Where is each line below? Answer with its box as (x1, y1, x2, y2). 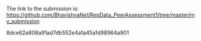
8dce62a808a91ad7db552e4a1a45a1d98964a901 (6, 29, 129, 36)
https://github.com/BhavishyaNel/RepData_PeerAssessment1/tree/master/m (6, 11, 195, 18)
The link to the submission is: (6, 5, 79, 12)
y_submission (6, 18, 40, 24)
